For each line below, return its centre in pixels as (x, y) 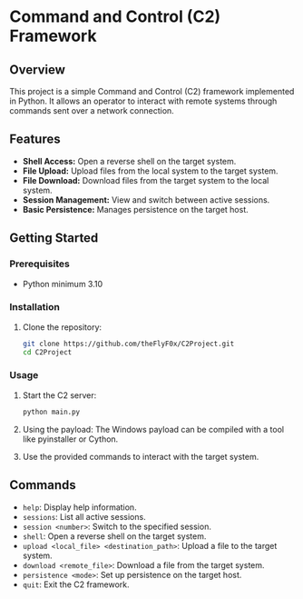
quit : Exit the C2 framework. (76, 584)
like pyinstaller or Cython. (70, 439)
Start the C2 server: (59, 395)
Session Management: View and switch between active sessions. (146, 200)
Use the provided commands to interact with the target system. (141, 456)
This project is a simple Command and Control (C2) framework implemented (152, 91)
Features (35, 140)
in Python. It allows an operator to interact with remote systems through (143, 101)
